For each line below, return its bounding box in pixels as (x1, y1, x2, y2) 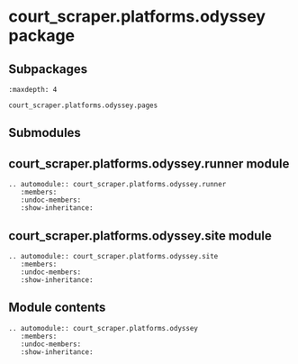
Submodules (8, 125, 82, 141)
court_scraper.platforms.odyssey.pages (8, 101, 158, 110)
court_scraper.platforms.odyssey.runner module (8, 156, 290, 171)
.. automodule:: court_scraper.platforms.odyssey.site (8, 252, 219, 261)
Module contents (8, 300, 106, 315)
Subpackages (8, 61, 87, 77)
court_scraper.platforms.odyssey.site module (8, 228, 272, 243)
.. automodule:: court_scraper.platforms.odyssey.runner (8, 180, 227, 189)
